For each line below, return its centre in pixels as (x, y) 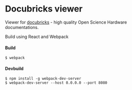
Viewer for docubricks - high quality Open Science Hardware (66, 22)
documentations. (22, 27)
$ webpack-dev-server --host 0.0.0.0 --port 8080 (56, 83)
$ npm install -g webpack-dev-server (43, 79)
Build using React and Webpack (37, 37)
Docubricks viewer (44, 9)
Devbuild (14, 68)
